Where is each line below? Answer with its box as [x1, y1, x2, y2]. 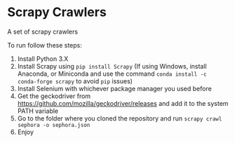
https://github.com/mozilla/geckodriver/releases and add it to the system [17, 99, 229, 107]
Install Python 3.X [17, 54, 69, 63]
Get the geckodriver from [17, 92, 91, 100]
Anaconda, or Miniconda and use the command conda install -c [17, 69, 207, 78]
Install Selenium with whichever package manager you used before [17, 84, 212, 93]
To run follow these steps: [7, 41, 83, 49]
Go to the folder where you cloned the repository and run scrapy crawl [17, 114, 222, 123]
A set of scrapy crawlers [7, 27, 79, 36]
